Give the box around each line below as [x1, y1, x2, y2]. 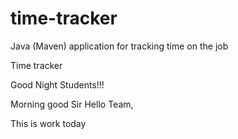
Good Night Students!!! [10, 78, 105, 91]
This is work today [10, 117, 87, 129]
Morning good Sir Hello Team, [10, 98, 134, 110]
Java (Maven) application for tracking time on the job [10, 40, 229, 52]
